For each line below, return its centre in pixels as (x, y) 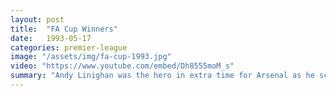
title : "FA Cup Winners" (64, 29)
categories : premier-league (69, 47)
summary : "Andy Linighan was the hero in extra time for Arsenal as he (162, 76)
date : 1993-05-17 (51, 38)
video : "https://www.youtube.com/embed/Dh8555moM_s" (122, 66)
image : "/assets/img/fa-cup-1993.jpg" (91, 57)
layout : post (37, 19)
